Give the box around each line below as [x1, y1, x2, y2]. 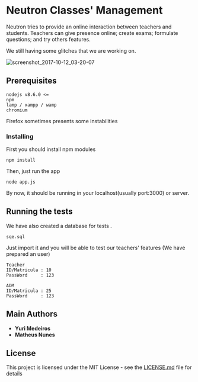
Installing [6, 132, 34, 140]
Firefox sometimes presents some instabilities [6, 117, 118, 124]
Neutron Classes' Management [6, 4, 163, 17]
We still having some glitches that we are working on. [6, 47, 136, 54]
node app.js [6, 179, 36, 185]
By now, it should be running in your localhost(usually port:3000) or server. [6, 190, 190, 197]
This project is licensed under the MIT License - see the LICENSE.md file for [6, 364, 192, 371]
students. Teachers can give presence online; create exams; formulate [6, 29, 178, 36]
